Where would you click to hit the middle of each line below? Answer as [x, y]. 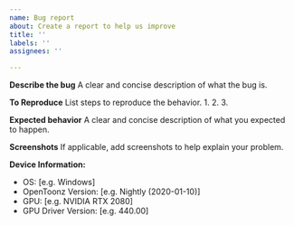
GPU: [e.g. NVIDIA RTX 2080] [78, 202]
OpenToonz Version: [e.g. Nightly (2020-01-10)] [111, 192]
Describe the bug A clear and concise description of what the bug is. [138, 85]
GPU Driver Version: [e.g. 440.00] [85, 211]
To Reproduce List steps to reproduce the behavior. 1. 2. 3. [119, 103]
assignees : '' [36, 52]
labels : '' [30, 43]
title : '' [28, 34]
